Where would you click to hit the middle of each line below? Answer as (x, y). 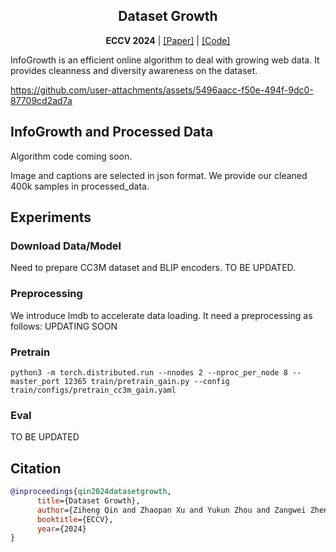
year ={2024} (61, 529)
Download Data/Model (66, 246)
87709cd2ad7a (41, 100)
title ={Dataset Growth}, (88, 500)
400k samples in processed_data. (80, 186)
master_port (35, 381)
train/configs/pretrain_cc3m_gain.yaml (93, 390)
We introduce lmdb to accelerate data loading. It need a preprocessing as (161, 315)
